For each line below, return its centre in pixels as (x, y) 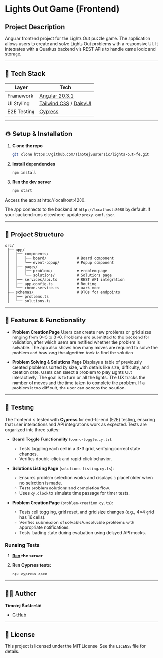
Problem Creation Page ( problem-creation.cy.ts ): (62, 502)
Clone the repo (27, 145)
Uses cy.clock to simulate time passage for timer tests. (74, 493)
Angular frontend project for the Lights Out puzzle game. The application (78, 38)
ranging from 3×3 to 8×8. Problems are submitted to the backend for (81, 337)
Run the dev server (32, 182)
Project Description (35, 27)
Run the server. (28, 556)
